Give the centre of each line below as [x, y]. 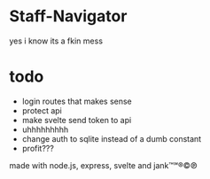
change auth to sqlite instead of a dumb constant [112, 138]
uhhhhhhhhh [45, 129]
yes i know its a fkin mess [56, 41]
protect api [42, 110]
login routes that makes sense [77, 101]
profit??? [38, 148]
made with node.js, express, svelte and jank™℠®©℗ [103, 165]
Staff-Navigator [68, 16]
